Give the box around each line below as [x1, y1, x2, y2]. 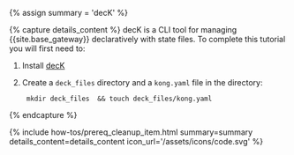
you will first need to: [9, 43, 86, 54]
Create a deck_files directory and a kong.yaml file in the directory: [21, 77, 263, 87]
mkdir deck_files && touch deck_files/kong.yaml [26, 94, 213, 103]
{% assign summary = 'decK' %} [9, 8, 129, 18]
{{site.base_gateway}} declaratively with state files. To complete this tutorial [9, 34, 286, 44]
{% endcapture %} [9, 110, 78, 120]
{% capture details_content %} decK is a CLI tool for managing [9, 25, 237, 34]
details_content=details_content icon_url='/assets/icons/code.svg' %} [9, 137, 263, 146]
